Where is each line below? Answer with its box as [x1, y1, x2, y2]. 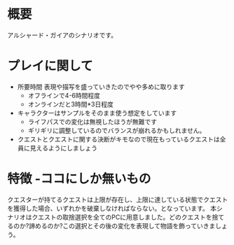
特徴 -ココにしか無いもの [7, 171, 151, 187]
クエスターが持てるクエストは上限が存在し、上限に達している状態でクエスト [7, 195, 228, 204]
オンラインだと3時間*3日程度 [27, 99, 113, 108]
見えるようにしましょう [29, 143, 98, 152]
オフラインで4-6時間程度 [27, 91, 100, 99]
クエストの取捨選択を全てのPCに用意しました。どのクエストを [31, 213, 212, 221]
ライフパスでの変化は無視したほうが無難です [27, 117, 158, 126]
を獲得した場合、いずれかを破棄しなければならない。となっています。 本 [7, 204, 217, 212]
